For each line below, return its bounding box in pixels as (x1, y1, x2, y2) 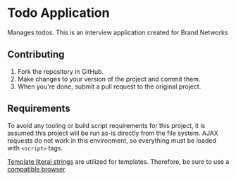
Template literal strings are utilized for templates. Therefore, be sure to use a (7, 157, 230, 166)
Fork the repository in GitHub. (17, 67, 104, 75)
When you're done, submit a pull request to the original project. (17, 82, 201, 91)
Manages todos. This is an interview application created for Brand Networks (7, 28, 228, 37)
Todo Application (7, 5, 110, 21)
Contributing (7, 49, 65, 60)
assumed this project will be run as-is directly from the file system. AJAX (7, 129, 218, 137)
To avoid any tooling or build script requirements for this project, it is (7, 121, 206, 129)
